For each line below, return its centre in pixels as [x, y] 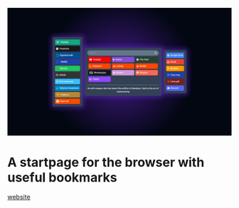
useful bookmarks [62, 177]
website [19, 197]
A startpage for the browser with [106, 162]
